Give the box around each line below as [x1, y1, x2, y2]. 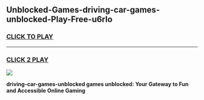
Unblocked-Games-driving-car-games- [6, 5, 160, 15]
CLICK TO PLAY [6, 33, 53, 41]
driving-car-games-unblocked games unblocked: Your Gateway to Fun [6, 80, 189, 87]
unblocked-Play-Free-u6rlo [6, 15, 113, 25]
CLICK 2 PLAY [6, 55, 49, 64]
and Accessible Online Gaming [6, 87, 86, 94]
